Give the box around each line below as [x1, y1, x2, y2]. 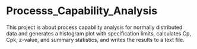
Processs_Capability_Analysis [6, 4, 158, 18]
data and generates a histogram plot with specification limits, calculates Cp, [6, 30, 192, 37]
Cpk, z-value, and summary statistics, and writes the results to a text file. [6, 36, 185, 43]
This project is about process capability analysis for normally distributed [6, 24, 183, 31]
